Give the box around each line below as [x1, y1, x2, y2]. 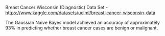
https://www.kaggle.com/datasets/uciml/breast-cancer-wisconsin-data [5, 10, 156, 16]
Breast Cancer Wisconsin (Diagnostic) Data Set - [5, 5, 108, 10]
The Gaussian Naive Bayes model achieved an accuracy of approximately [5, 20, 160, 25]
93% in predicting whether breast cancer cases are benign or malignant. [5, 25, 158, 31]
